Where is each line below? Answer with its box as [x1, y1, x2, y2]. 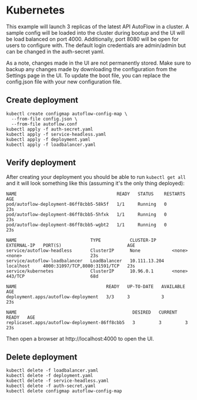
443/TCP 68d [6, 273, 99, 279]
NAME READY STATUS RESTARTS [6, 191, 185, 197]
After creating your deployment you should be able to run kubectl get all [6, 173, 186, 180]
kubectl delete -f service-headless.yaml [6, 378, 109, 384]
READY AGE [6, 314, 35, 321]
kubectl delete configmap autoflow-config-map [6, 388, 122, 394]
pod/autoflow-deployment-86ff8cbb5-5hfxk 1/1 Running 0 [6, 211, 167, 218]
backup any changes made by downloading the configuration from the [6, 65, 177, 72]
